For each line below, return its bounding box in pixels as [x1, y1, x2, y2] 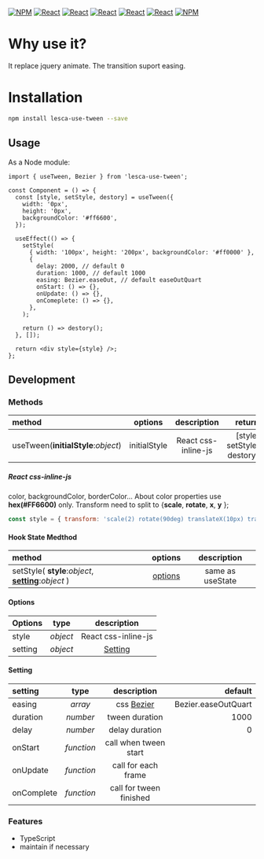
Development [8, 372, 76, 386]
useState [203, 576, 237, 587]
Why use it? [8, 35, 87, 53]
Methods [8, 396, 43, 407]
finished [120, 792, 151, 803]
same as [204, 565, 236, 576]
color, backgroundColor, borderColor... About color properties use [8, 492, 222, 502]
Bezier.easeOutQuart [174, 698, 252, 709]
